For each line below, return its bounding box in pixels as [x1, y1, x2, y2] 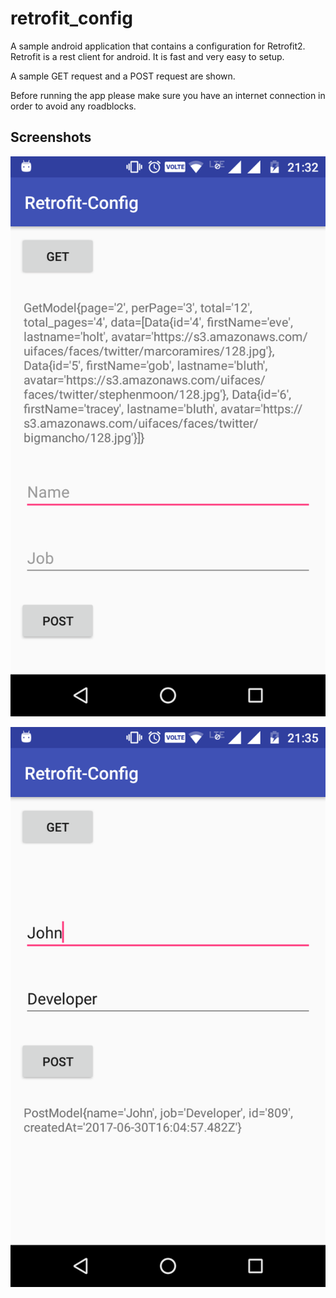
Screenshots [10, 129, 92, 146]
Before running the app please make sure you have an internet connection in [10, 89, 326, 101]
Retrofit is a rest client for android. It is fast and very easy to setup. [10, 50, 285, 62]
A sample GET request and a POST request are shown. [10, 70, 236, 82]
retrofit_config [10, 7, 133, 30]
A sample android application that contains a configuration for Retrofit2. [10, 40, 306, 52]
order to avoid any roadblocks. [10, 100, 137, 112]
